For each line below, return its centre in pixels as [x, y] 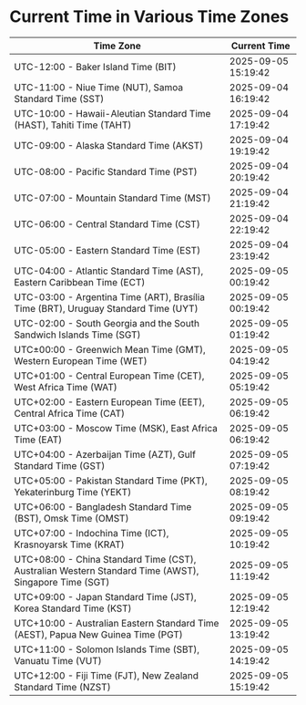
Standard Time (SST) [59, 98]
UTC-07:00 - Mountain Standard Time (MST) [112, 198]
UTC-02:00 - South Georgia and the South [107, 323]
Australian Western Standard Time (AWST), [107, 570]
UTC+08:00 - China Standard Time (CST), [105, 559]
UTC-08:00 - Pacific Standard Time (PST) [106, 171]
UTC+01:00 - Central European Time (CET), [109, 376]
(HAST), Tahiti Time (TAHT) [73, 125]
